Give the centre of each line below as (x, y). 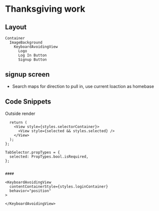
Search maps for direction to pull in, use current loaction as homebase (83, 86)
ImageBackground (26, 42)
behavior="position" (30, 191)
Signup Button (33, 60)
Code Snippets (28, 102)
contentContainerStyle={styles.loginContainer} (59, 187)
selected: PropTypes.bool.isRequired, (49, 157)
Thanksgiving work (45, 9)
